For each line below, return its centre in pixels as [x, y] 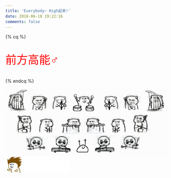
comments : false [23, 22]
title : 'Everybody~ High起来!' [38, 11]
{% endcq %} [20, 81]
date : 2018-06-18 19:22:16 [34, 16]
